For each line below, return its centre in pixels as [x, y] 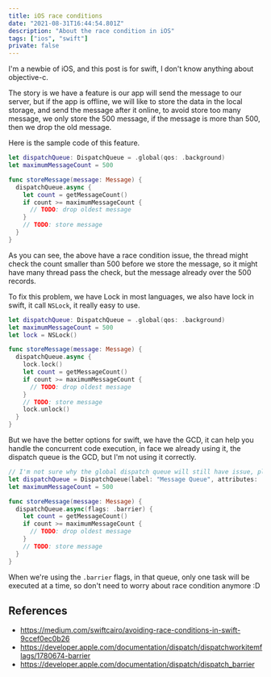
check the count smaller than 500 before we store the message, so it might [133, 264]
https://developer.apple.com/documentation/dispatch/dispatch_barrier [138, 664]
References [38, 610]
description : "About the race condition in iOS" [92, 31]
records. [22, 281]
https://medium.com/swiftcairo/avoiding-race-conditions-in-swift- [130, 630]
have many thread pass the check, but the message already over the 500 [130, 272]
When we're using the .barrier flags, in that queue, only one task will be [129, 577]
